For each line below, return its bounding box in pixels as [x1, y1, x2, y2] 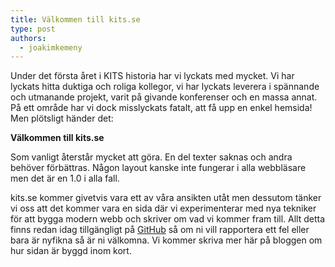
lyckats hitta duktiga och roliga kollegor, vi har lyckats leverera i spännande [10, 81, 320, 93]
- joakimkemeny [19, 42, 83, 53]
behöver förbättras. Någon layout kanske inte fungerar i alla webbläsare [10, 162, 307, 174]
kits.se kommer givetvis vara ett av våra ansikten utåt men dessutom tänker [10, 192, 322, 204]
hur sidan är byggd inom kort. [10, 245, 132, 257]
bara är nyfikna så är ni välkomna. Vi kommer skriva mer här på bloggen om [10, 234, 323, 246]
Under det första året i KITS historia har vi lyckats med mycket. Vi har [10, 70, 295, 82]
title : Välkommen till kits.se [10, 14, 141, 25]
